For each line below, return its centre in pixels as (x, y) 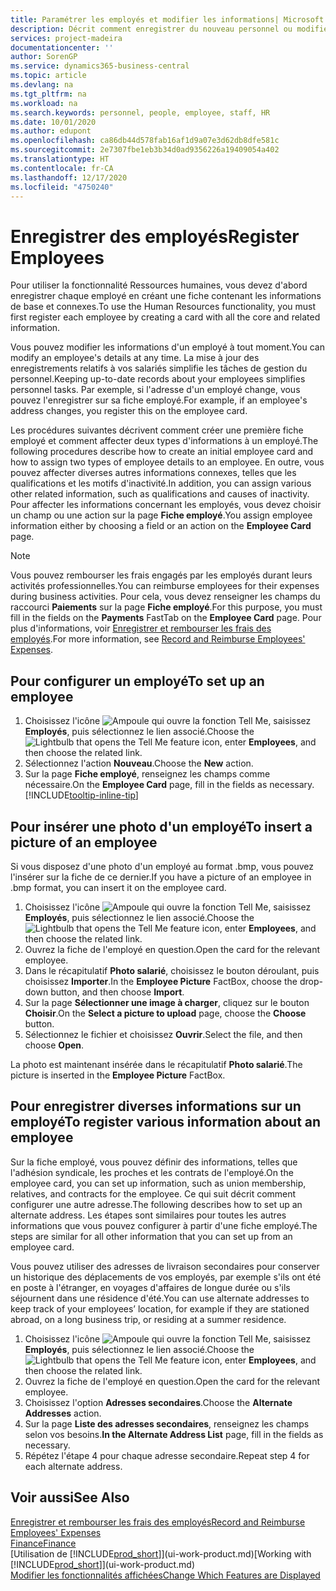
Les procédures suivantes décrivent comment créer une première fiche (157, 430)
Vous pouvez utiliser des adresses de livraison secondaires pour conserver (165, 1266)
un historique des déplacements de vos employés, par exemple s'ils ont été (166, 1277)
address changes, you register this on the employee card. (129, 411)
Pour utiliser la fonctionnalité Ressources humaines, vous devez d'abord (159, 285)
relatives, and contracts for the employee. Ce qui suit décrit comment (153, 1193)
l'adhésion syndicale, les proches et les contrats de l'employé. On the (152, 1172)
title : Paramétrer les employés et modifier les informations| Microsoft (167, 19)
